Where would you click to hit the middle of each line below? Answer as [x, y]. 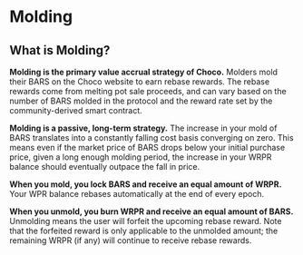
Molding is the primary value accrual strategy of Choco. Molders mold [144, 72]
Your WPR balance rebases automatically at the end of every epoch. [137, 194]
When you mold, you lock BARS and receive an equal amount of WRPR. [146, 184]
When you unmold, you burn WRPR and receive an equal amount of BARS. [151, 211]
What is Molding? [60, 50]
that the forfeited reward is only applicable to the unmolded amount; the [144, 230]
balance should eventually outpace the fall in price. [105, 167]
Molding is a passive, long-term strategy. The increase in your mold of [143, 128]
